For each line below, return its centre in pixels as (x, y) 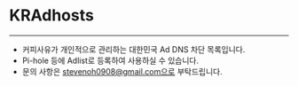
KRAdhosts (52, 16)
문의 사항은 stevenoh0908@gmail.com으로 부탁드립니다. (122, 71)
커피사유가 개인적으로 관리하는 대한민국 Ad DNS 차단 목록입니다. (133, 49)
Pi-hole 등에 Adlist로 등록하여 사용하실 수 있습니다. (110, 60)
